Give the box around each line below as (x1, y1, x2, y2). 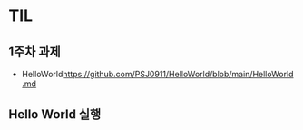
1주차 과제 (8, 44, 61, 59)
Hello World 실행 (8, 106, 102, 123)
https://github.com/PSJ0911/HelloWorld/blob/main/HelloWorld (62, 69, 294, 79)
